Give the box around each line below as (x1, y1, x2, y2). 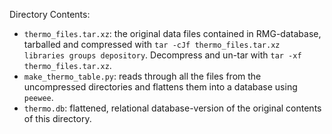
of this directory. (23, 113, 92, 124)
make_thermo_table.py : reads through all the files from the (23, 70, 262, 82)
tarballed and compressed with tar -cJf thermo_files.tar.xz (23, 39, 281, 50)
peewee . (23, 92, 54, 103)
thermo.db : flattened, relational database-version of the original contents (23, 102, 322, 114)
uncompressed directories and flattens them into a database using (23, 81, 298, 93)
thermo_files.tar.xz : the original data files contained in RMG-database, (23, 28, 322, 39)
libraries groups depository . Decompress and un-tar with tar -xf (23, 49, 302, 61)
